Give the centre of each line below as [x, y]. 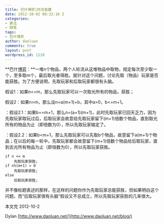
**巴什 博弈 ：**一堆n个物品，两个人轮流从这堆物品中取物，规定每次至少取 [79, 69]
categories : [17, 19]
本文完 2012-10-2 [22, 206]
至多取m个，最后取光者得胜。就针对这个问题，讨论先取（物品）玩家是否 [86, 75]
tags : [10, 32]
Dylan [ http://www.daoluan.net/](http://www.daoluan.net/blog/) [69, 216]
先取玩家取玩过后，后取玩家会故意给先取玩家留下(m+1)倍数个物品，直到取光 [81, 119]
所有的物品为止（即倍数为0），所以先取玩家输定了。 [57, 125]
